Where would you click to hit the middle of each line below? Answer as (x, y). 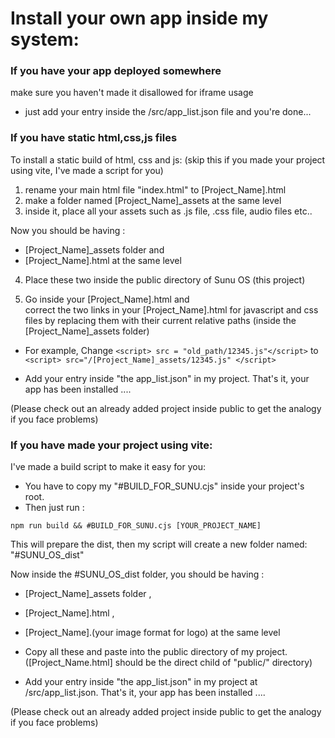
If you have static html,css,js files (94, 138)
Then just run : (54, 508)
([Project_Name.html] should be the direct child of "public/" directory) (168, 663)
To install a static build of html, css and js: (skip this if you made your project (168, 159)
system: (45, 39)
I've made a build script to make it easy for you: (108, 467)
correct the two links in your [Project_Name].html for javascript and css (171, 309)
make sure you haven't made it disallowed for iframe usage (132, 93)
